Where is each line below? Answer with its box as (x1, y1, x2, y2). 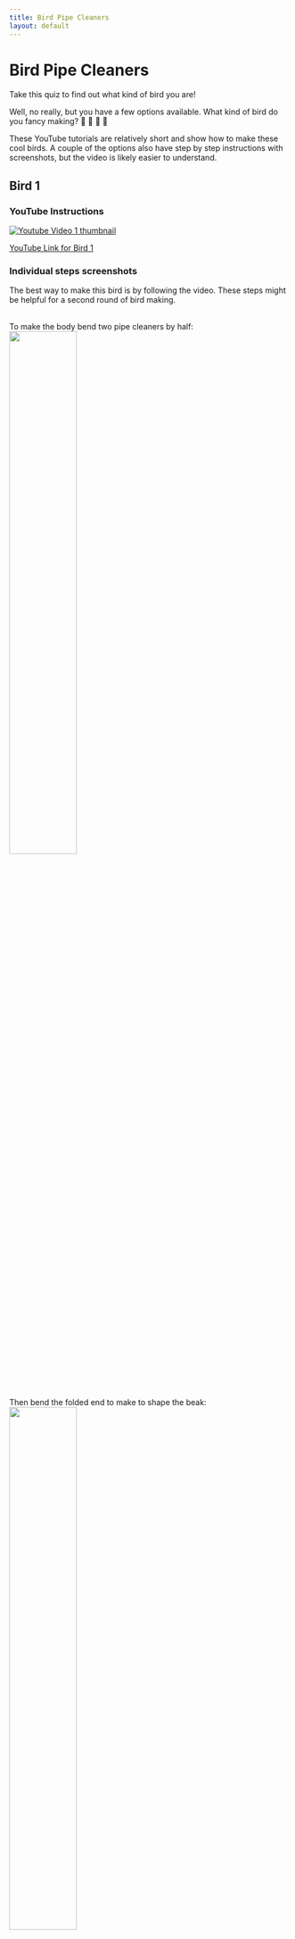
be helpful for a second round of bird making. (9, 295, 176, 305)
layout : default (9, 21, 70, 30)
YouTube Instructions (9, 204, 104, 217)
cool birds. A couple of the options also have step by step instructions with (9, 143, 283, 154)
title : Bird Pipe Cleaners (9, 12, 110, 22)
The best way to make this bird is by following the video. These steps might (9, 285, 287, 295)
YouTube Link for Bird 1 (9, 243, 94, 254)
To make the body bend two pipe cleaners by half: (9, 321, 194, 332)
